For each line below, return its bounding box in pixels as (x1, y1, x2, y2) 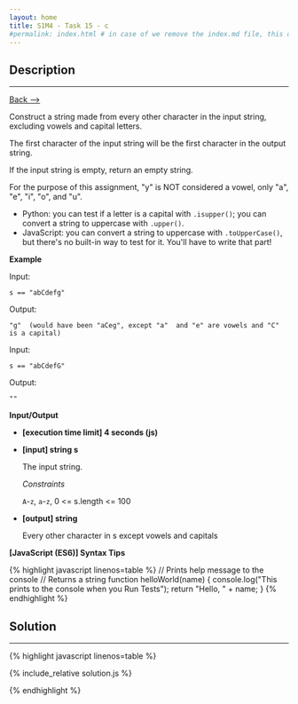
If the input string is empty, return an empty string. (9, 165, 193, 176)
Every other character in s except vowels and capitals (21, 530, 219, 542)
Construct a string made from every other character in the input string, (9, 112, 267, 123)
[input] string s (21, 445, 79, 455)
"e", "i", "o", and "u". (9, 192, 82, 202)
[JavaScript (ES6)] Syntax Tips (9, 548, 126, 558)
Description (9, 62, 75, 77)
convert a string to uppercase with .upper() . (21, 218, 184, 229)
